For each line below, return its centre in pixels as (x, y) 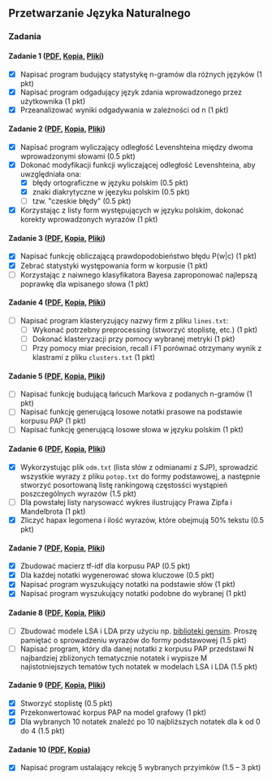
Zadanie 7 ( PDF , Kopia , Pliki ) (57, 548)
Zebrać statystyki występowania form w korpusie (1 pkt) (114, 265)
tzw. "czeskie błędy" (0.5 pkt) (82, 201)
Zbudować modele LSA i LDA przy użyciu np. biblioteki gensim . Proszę (138, 631)
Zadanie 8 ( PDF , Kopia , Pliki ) (57, 612)
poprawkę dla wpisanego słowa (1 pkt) (84, 283)
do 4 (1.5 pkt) (42, 731)
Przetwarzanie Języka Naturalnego (99, 13)
